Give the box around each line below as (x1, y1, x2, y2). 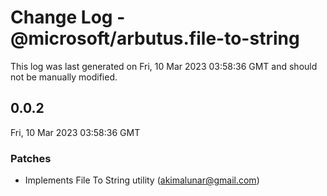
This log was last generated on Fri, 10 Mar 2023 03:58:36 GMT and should (10, 60, 318, 72)
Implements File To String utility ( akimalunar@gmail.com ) (24, 174, 260, 186)
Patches (10, 151, 52, 165)
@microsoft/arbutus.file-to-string (10, 27, 300, 50)
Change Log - (10, 6, 126, 29)
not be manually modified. (10, 71, 118, 83)
